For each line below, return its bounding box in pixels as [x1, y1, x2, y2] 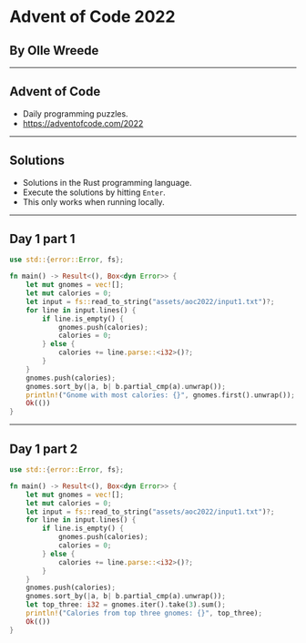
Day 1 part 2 [9, 441, 78, 456]
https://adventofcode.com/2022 [22, 117, 144, 128]
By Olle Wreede [9, 43, 99, 58]
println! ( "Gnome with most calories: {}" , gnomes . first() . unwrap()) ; [25, 390, 296, 400]
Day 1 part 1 [9, 231, 76, 247]
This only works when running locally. [22, 196, 166, 207]
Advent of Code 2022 [9, 6, 176, 27]
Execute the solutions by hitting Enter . [22, 187, 166, 198]
